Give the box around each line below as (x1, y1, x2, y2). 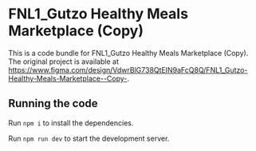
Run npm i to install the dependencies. (8, 117, 134, 128)
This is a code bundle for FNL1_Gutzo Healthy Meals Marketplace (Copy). (8, 48, 249, 58)
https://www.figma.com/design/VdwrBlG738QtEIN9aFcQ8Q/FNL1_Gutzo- (8, 65, 248, 74)
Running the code (8, 97, 98, 110)
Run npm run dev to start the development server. (8, 133, 170, 143)
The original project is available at (8, 57, 120, 66)
